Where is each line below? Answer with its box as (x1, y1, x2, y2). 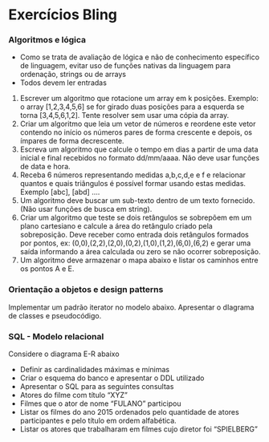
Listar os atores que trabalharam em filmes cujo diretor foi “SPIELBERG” (19, 424, 259, 434)
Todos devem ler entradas (19, 78, 107, 87)
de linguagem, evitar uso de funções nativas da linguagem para (19, 61, 231, 71)
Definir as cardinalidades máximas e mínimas (19, 365, 170, 375)
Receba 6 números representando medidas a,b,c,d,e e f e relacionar (19, 170, 247, 180)
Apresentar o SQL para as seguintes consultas (19, 382, 174, 391)
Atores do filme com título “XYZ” (19, 391, 128, 400)
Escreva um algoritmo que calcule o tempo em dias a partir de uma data (19, 144, 259, 154)
